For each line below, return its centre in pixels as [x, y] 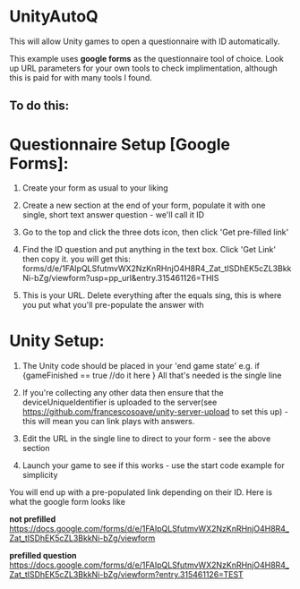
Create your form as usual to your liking [95, 188]
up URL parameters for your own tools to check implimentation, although [143, 68]
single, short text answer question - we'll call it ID [113, 215]
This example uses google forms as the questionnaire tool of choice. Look [146, 58]
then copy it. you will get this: [77, 259]
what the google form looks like [67, 502]
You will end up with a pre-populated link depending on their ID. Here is [141, 492]
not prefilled [33, 519]
